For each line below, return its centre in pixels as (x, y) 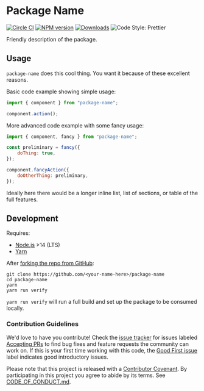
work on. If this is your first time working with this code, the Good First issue (102, 350)
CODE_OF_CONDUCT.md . (39, 381)
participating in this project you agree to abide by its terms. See (86, 375)
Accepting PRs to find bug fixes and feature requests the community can (98, 344)
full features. (22, 199)
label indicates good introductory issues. (57, 357)
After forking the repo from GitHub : (50, 264)
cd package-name (27, 280)
